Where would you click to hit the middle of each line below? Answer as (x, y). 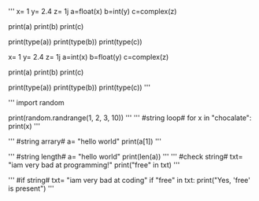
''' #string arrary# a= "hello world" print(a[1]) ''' (85, 141)
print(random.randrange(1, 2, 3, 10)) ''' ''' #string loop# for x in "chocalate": (130, 118)
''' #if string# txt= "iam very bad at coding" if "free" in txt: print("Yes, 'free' (129, 180)
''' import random (36, 102)
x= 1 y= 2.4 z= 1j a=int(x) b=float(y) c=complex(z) (89, 57)
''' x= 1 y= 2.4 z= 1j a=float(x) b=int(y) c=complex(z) (92, 11)
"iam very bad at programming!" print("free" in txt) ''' (94, 165)
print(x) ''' (24, 126)
